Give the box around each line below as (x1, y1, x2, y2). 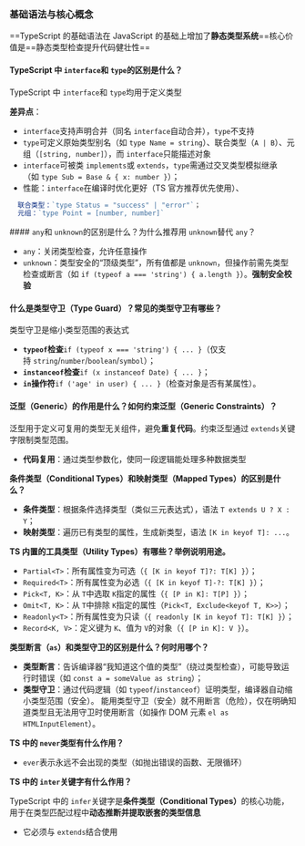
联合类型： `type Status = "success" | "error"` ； (17, 201, 202, 210)
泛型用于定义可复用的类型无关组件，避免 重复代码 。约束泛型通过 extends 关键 (9, 422, 296, 434)
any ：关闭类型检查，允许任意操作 (22, 246, 147, 257)
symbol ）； (118, 356, 157, 366)
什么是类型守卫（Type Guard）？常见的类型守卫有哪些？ (9, 303, 222, 314)
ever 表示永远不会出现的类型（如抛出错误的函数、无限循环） (22, 757, 248, 768)
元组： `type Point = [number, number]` (17, 209, 165, 218)
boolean (87, 357, 117, 366)
